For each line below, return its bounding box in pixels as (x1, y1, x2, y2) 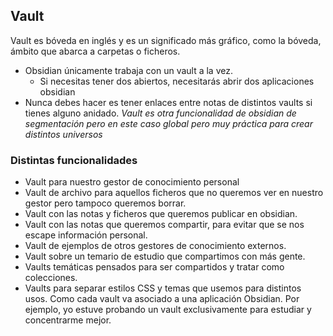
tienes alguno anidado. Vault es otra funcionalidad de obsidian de (24, 107, 297, 119)
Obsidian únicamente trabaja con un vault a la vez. (24, 64, 233, 76)
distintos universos (24, 128, 103, 140)
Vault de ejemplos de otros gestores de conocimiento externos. (24, 240, 287, 252)
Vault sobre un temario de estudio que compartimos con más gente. (24, 250, 306, 263)
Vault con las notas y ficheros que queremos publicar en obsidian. (24, 208, 298, 220)
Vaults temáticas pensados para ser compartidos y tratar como (24, 261, 285, 273)
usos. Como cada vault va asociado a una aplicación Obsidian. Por (24, 293, 300, 305)
